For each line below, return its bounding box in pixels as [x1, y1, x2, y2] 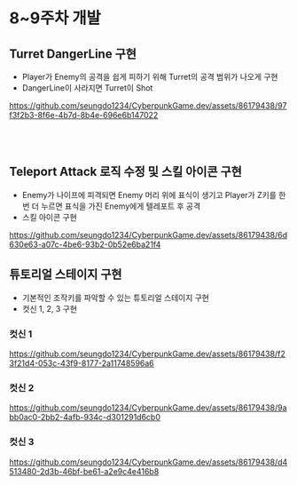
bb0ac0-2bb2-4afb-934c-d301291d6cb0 [9, 412, 161, 423]
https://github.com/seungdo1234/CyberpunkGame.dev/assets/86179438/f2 [9, 348, 285, 359]
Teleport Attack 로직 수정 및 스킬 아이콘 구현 [9, 164, 242, 179]
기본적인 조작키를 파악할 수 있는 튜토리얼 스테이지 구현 [21, 292, 210, 303]
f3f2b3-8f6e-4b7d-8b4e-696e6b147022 [9, 110, 159, 120]
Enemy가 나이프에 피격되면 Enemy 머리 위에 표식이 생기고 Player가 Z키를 [21, 189, 277, 200]
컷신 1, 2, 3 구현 [21, 303, 78, 314]
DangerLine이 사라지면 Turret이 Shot [21, 83, 153, 93]
